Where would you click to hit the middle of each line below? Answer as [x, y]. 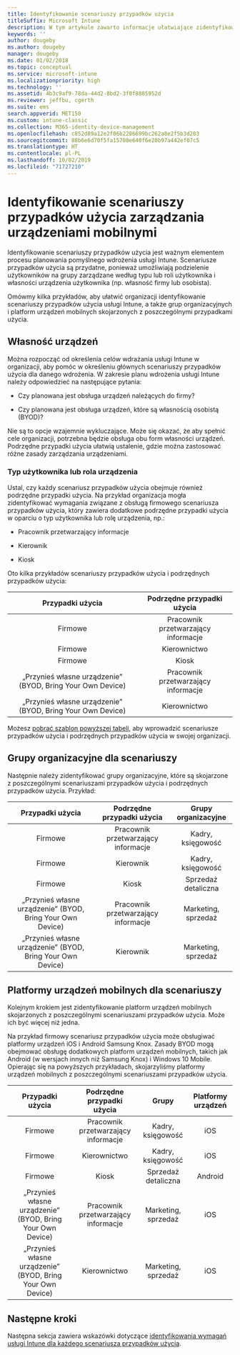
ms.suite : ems [29, 107]
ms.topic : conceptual [40, 67]
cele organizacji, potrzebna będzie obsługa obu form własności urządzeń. [116, 438]
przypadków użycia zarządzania [106, 217]
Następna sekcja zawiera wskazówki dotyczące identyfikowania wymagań [117, 1336]
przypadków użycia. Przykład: [52, 791]
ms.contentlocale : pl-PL [44, 154]
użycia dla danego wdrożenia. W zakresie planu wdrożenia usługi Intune [114, 374]
